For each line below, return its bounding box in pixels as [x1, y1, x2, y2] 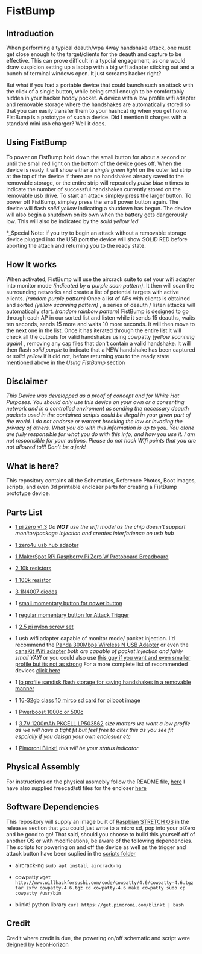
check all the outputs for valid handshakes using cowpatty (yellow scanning [6, 333, 195, 340]
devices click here [14, 667, 61, 674]
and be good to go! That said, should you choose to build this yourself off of [6, 830, 195, 838]
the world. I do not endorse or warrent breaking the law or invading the [6, 418, 183, 425]
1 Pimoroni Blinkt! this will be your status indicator [14, 745, 139, 752]
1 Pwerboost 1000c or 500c [14, 709, 84, 716]
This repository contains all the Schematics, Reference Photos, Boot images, [6, 477, 197, 484]
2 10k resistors [14, 565, 52, 572]
